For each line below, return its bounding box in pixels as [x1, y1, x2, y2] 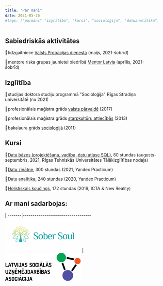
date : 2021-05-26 [5, 13, 40, 18]
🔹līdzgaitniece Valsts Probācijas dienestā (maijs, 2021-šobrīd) [5, 50, 129, 56]
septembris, [5, 157, 29, 163]
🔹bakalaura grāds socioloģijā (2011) [5, 125, 76, 131]
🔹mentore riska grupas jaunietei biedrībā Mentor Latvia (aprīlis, [5, 59, 132, 65]
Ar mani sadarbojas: [5, 200, 68, 208]
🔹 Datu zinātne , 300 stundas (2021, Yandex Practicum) [5, 166, 113, 172]
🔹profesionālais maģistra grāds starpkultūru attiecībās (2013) [5, 115, 128, 121]
